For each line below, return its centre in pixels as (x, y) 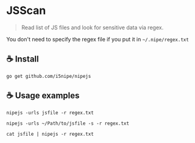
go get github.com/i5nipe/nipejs (49, 76)
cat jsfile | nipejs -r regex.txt (50, 134)
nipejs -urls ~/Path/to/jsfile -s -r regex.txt (68, 123)
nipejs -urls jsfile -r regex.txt (50, 113)
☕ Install (23, 59)
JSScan (26, 11)
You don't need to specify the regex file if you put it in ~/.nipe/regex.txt (97, 39)
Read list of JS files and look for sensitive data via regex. (92, 27)
